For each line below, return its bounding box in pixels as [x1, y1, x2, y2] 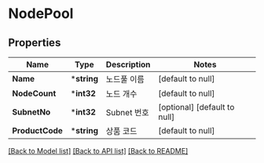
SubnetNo [12, 107, 51, 118]
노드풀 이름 [105, 74, 145, 85]
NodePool [8, 5, 74, 23]
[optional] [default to [158, 102, 235, 112]
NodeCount [12, 88, 57, 99]
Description [105, 60, 151, 70]
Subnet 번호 [105, 107, 149, 118]
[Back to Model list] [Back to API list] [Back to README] [8, 147, 189, 155]
